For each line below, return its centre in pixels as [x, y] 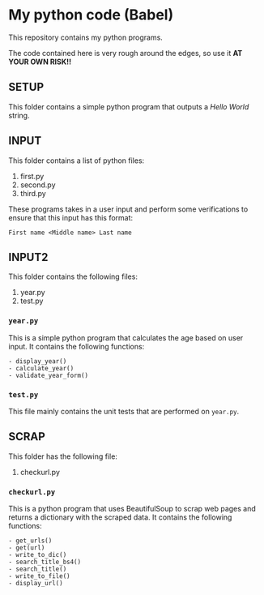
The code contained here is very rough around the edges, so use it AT [126, 53]
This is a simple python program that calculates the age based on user [126, 337]
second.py [38, 185]
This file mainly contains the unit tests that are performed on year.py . [124, 411]
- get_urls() [30, 541]
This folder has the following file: [63, 456]
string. [19, 115]
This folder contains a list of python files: [77, 161]
